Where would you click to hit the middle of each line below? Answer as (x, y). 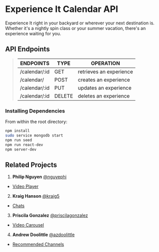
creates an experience (104, 80)
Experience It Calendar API (62, 9)
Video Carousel (28, 225)
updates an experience (105, 88)
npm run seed (19, 140)
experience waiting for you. (33, 33)
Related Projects (31, 165)
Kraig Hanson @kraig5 (36, 196)
